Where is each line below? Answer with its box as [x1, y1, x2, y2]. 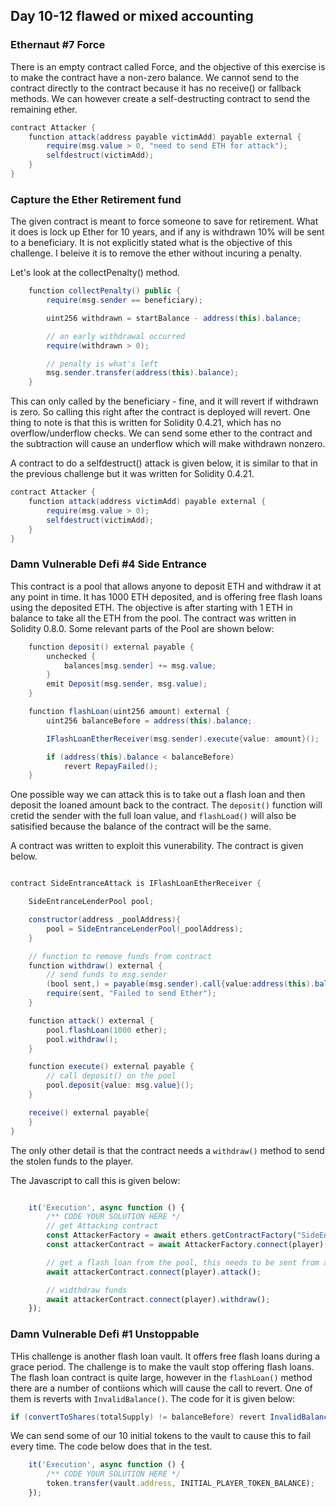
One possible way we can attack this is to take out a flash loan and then [10, 789, 306, 801]
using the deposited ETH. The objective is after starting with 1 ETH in [10, 601, 293, 613]
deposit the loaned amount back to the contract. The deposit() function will [10, 799, 323, 811]
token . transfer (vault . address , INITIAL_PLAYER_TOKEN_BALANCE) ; [46, 1479, 315, 1489]
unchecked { [46, 651, 97, 661]
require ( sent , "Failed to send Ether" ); [46, 989, 217, 999]
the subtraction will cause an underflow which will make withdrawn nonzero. [10, 438, 326, 450]
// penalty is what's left [46, 359, 159, 369]
